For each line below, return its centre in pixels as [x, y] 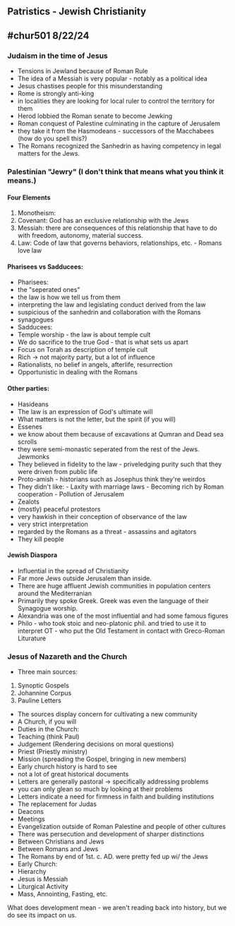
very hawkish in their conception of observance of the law [102, 516]
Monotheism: [37, 213]
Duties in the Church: [48, 729]
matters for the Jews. [48, 154]
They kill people [41, 539]
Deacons [31, 812]
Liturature [32, 638]
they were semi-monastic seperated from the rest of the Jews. [108, 449]
